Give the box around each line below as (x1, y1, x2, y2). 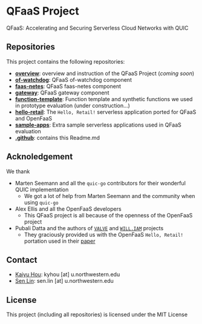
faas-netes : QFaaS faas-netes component (15, 82, 121, 90)
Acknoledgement (6, 151, 73, 162)
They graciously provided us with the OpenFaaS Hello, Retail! (24, 231, 183, 238)
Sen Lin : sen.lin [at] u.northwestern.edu (15, 277, 114, 285)
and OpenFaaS (15, 114, 53, 122)
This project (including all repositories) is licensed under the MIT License (6, 311, 188, 319)
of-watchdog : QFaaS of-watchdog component (15, 76, 132, 83)
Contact (6, 254, 37, 265)
